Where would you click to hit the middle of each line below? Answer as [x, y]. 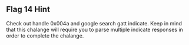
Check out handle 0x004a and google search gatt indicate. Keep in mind [94, 23]
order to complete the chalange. [45, 35]
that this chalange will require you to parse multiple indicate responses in [95, 29]
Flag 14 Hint [28, 10]
